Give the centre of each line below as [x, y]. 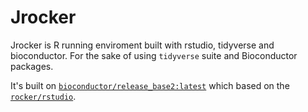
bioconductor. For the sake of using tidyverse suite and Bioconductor [154, 55]
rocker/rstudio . [43, 96]
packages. [32, 66]
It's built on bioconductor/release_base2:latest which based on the [150, 85]
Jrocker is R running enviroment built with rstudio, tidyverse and [142, 45]
